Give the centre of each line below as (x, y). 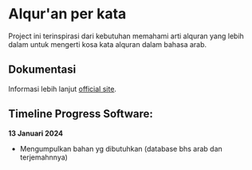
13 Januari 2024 (36, 133)
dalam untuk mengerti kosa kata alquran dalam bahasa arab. (108, 44)
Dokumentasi (42, 70)
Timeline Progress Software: (81, 114)
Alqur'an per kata (67, 14)
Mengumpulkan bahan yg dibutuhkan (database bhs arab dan (121, 148)
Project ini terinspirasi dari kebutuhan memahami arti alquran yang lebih (126, 36)
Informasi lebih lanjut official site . (63, 89)
